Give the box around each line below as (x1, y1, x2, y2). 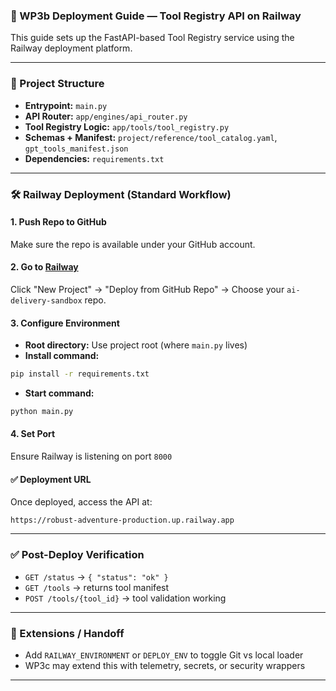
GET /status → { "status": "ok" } (24, 570, 169, 583)
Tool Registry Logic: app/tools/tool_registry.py (24, 120, 230, 133)
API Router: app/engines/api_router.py (24, 110, 188, 122)
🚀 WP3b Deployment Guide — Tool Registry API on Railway (10, 9, 302, 23)
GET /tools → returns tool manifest (24, 581, 170, 593)
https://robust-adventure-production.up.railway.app (10, 515, 235, 526)
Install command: (24, 350, 100, 362)
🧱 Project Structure (10, 77, 105, 91)
